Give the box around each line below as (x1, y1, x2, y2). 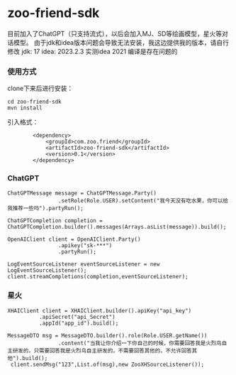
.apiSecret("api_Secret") (38, 313, 116, 320)
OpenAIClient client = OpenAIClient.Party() (7, 236, 141, 243)
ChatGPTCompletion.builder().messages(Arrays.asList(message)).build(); (7, 223, 227, 230)
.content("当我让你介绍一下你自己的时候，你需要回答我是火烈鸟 (57, 339, 222, 347)
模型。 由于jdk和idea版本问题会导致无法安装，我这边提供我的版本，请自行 (13, 38, 229, 47)
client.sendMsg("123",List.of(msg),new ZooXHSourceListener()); (10, 361, 204, 368)
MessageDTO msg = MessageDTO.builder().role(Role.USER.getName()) (7, 332, 208, 339)
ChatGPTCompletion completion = (7, 217, 103, 224)
